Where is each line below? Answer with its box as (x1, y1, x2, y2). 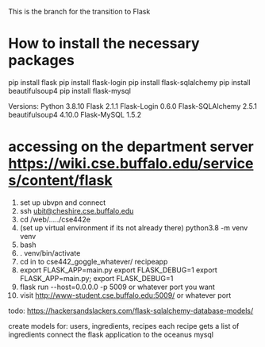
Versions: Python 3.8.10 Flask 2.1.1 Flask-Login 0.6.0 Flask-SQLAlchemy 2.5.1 (8, 101, 258, 110)
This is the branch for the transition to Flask (8, 7, 151, 16)
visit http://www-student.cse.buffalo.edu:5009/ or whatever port (19, 290, 232, 300)
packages (8, 52, 75, 70)
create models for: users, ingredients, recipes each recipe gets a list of (8, 321, 240, 330)
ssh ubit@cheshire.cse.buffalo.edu (19, 206, 134, 215)
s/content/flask (8, 172, 113, 190)
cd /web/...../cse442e (19, 214, 91, 224)
